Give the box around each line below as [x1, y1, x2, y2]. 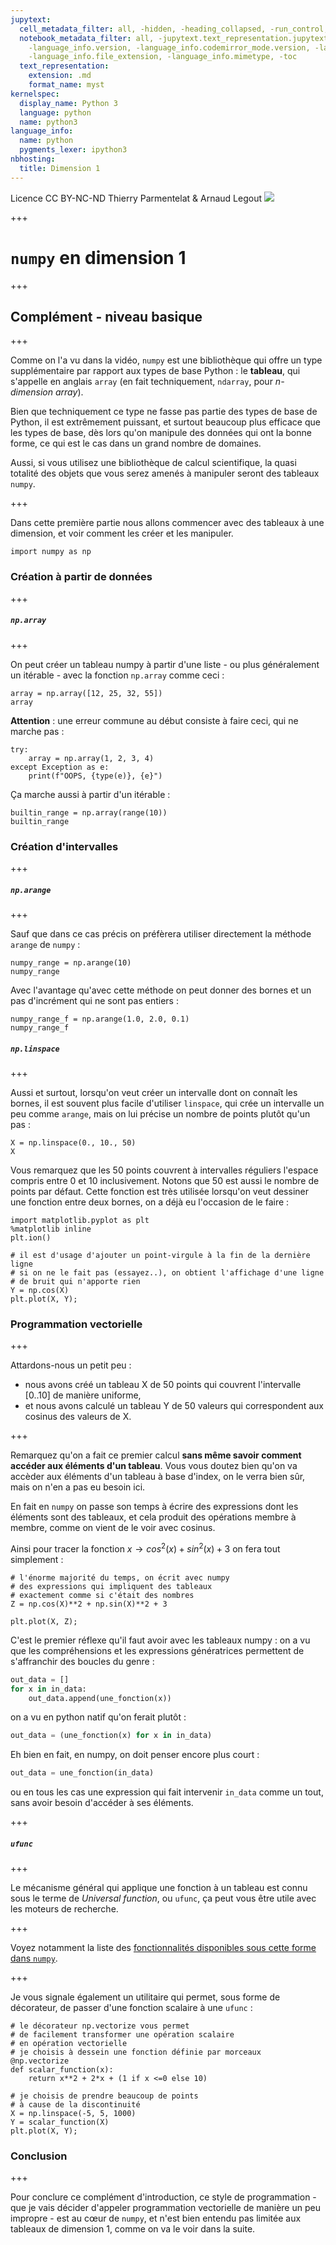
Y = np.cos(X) [10, 1285, 70, 1295]
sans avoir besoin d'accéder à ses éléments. [10, 1797, 194, 1809]
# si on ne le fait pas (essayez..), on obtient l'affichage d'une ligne [10, 1267, 325, 1278]
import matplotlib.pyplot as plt [10, 1215, 150, 1225]
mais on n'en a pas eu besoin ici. [10, 1481, 146, 1493]
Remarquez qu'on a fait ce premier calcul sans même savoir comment [10, 1449, 302, 1461]
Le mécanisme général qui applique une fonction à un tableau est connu [10, 1882, 308, 1894]
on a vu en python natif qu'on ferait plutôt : [10, 1711, 187, 1723]
